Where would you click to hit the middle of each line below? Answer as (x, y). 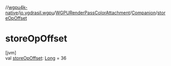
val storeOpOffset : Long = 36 (36, 58)
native (12, 13)
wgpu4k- (18, 7)
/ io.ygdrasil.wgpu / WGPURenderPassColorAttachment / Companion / (88, 13)
